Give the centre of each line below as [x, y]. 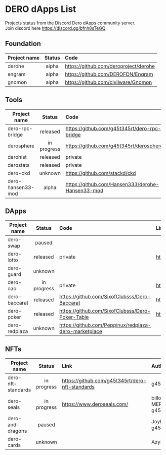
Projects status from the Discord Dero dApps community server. [70, 23]
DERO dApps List [41, 9]
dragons [17, 431]
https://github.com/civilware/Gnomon [108, 82]
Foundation [23, 44]
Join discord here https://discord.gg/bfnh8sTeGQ [55, 28]
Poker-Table [74, 317]
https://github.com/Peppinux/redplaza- [105, 325]
